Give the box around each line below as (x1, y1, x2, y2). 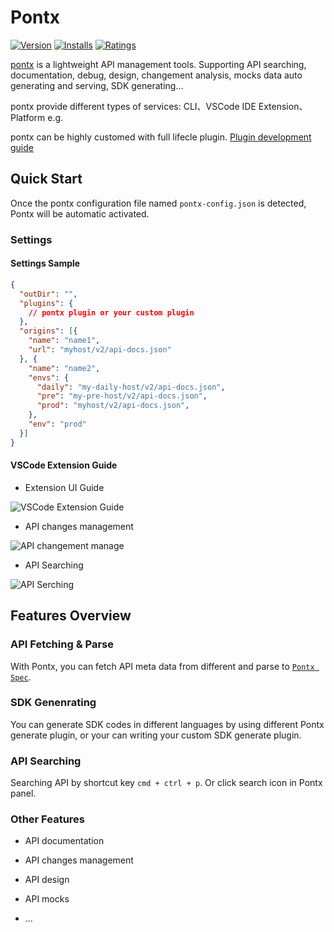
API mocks (24, 893, 70, 905)
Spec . (10, 671, 32, 683)
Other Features (10, 812, 85, 826)
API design (24, 874, 70, 886)
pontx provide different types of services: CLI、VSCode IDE (10, 100, 257, 112)
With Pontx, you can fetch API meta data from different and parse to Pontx (10, 660, 315, 672)
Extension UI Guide (24, 481, 105, 493)
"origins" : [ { (19, 326, 78, 336)
